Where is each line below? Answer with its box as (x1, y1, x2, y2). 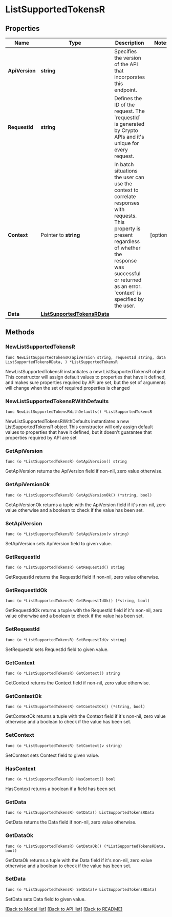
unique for (114, 140, 139, 147)
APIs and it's (114, 133, 144, 140)
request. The (114, 108, 145, 114)
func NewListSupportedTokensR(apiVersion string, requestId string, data (5, 355, 166, 360)
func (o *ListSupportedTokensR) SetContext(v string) (5, 743, 123, 748)
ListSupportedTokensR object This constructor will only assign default (5, 424, 153, 430)
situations (114, 167, 138, 174)
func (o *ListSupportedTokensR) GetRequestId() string (5, 565, 125, 570)
